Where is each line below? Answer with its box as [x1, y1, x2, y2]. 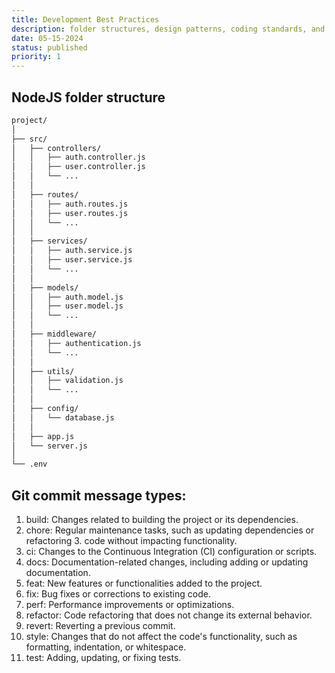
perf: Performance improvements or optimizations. [25, 599, 235, 610]
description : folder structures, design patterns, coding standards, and [11, 24, 326, 34]
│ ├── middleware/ [11, 329, 98, 340]
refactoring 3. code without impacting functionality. [25, 535, 238, 546]
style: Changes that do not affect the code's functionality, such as [25, 631, 298, 642]
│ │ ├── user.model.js [11, 301, 124, 311]
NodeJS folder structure [11, 89, 166, 106]
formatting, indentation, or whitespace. [25, 641, 187, 653]
